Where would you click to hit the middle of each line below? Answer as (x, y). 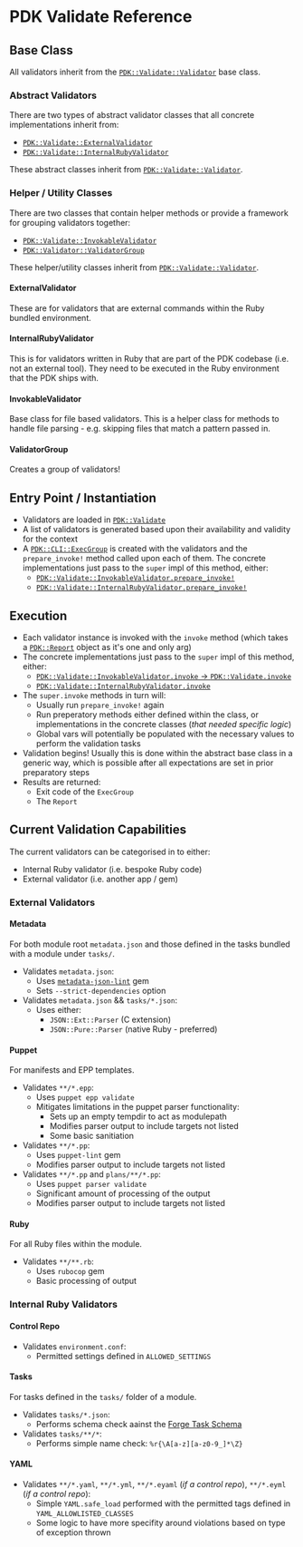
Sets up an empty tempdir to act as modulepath (138, 1116)
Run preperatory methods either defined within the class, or (147, 715)
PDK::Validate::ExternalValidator (87, 143)
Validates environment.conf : (74, 1346)
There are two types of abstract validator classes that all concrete (132, 115)
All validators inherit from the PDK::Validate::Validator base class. (135, 72)
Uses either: (58, 1009)
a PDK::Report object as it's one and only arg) (107, 647)
